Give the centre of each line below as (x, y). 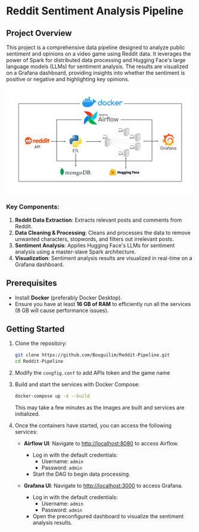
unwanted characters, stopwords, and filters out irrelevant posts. (94, 239)
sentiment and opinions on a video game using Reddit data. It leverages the (99, 54)
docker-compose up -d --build (52, 396)
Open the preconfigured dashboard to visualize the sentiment (108, 516)
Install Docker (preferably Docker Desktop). (68, 298)
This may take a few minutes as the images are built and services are (99, 408)
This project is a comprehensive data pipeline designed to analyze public (96, 47)
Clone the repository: (41, 343)
